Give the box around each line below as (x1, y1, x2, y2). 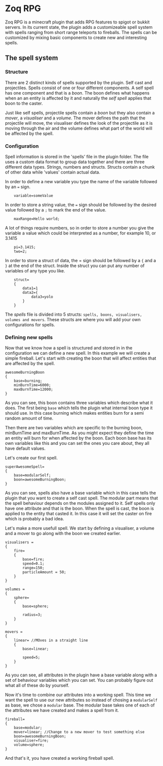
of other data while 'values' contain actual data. (5, 169, 101, 175)
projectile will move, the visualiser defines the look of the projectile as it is (5, 120, 153, 126)
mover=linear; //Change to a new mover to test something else (14, 729, 145, 735)
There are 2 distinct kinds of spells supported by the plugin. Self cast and (5, 79, 152, 85)
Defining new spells (5, 334, 53, 341)
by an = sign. (5, 184, 31, 190)
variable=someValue (14, 193, 54, 198)
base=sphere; (22, 604, 49, 609)
